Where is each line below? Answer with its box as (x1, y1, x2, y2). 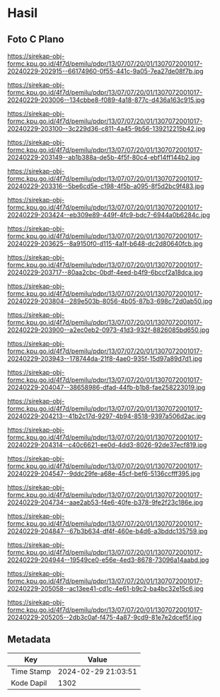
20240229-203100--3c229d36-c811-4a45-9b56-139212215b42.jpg (7, 125, 206, 132)
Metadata (7, 633, 51, 645)
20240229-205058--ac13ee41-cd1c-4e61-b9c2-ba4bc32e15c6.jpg (7, 584, 204, 592)
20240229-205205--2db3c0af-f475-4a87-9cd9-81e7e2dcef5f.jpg (7, 614, 202, 621)
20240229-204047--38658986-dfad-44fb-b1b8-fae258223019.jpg (7, 384, 206, 391)
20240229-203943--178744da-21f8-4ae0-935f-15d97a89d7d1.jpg (7, 355, 203, 362)
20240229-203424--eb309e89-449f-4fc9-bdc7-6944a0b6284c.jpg (7, 211, 211, 219)
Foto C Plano (7, 33, 64, 45)
